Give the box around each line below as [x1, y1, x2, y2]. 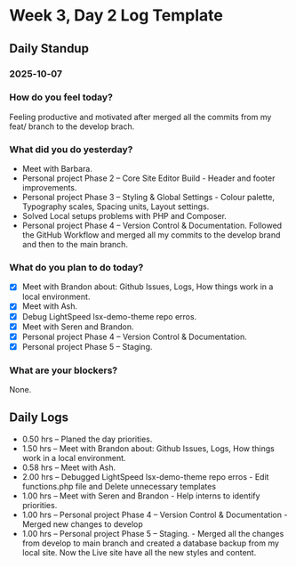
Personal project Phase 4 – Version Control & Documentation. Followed [21, 220, 283, 231]
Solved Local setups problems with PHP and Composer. [21, 211, 227, 222]
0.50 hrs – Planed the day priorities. [21, 433, 153, 444]
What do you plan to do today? [9, 262, 144, 274]
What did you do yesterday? [9, 143, 133, 156]
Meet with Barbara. [21, 164, 93, 174]
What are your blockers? [9, 364, 118, 377]
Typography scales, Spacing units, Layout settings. [21, 201, 210, 212]
